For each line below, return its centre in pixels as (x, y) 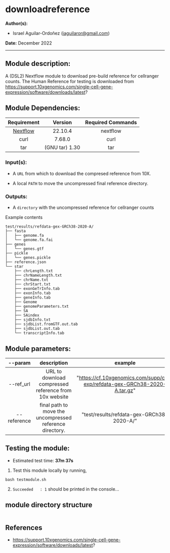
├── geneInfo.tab (33, 298)
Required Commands (111, 122)
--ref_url (19, 384)
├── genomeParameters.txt (42, 307)
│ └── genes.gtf (25, 249)
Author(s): (16, 23)
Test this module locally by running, (50, 470)
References (24, 527)
